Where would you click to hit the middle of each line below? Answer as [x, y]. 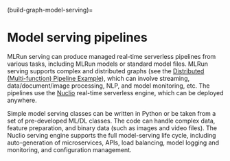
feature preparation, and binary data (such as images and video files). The [112, 128]
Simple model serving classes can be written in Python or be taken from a [112, 113]
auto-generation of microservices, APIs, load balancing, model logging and [113, 143]
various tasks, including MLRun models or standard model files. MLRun [107, 64]
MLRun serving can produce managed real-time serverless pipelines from [112, 56]
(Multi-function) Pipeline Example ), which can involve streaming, [99, 78]
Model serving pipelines [77, 38]
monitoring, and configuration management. [69, 149]
